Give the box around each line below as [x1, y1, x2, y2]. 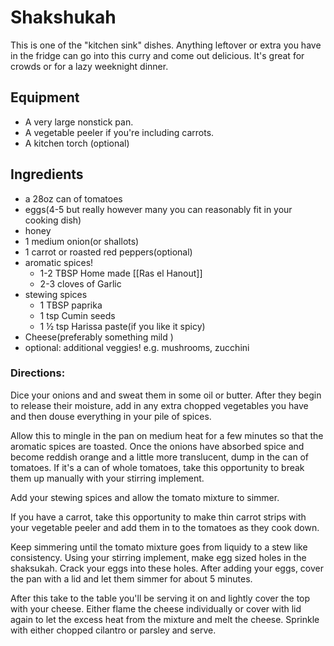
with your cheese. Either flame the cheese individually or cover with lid [10, 602, 302, 615]
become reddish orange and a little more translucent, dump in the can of [10, 451, 309, 463]
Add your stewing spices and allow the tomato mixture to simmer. [10, 491, 280, 503]
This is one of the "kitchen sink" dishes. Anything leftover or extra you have [10, 39, 322, 51]
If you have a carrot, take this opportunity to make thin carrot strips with [10, 511, 307, 523]
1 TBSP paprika [39, 299, 103, 311]
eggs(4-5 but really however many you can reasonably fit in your [24, 203, 293, 215]
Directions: [10, 366, 66, 380]
